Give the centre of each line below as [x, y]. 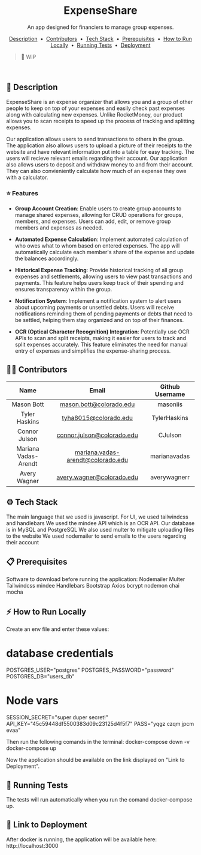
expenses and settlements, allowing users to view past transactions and [103, 276]
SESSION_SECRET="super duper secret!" [57, 717]
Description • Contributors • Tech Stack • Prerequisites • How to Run [100, 38]
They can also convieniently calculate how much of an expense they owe [96, 171]
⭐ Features [22, 193]
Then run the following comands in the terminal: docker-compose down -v [98, 742]
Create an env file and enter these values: [58, 629]
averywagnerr [170, 477]
